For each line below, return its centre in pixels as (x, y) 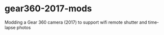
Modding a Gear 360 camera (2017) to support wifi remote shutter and (76, 22)
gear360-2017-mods (48, 9)
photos (24, 27)
